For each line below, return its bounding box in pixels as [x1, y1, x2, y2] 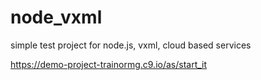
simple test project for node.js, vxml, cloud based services [10, 39, 252, 51]
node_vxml [10, 6, 103, 29]
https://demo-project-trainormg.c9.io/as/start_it [10, 58, 208, 70]
